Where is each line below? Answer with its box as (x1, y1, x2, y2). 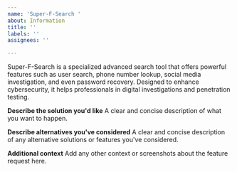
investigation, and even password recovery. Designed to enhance (7, 77, 199, 86)
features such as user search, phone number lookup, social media (7, 70, 201, 79)
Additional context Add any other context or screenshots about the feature (7, 149, 228, 158)
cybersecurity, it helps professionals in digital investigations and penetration (7, 85, 231, 94)
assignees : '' (7, 37, 50, 44)
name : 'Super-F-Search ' (7, 10, 81, 18)
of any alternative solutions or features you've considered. (7, 136, 179, 144)
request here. (7, 157, 47, 166)
